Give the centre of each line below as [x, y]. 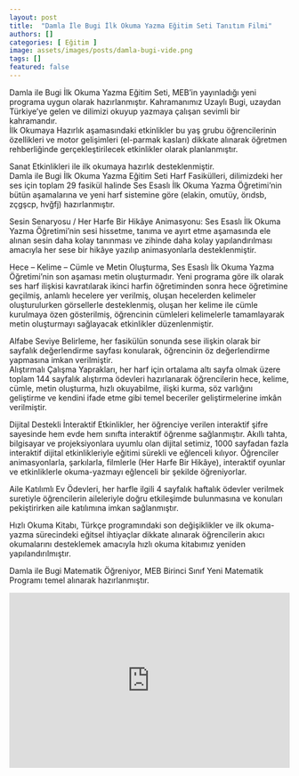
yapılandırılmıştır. [40, 554]
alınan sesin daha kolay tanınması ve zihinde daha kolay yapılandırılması [141, 240]
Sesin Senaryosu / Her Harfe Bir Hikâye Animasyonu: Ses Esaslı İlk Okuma [145, 221]
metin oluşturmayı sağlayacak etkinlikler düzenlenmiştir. [112, 323]
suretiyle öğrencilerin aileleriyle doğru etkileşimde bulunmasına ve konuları [146, 498]
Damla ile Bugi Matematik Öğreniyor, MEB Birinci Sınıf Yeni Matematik [137, 570]
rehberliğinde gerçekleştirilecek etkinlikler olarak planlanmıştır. [124, 149]
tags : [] [25, 59]
